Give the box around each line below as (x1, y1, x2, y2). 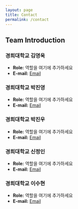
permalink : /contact (5, 17, 49, 22)
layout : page (5, 7, 33, 13)
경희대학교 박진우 (5, 116, 45, 123)
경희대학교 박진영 (5, 84, 45, 91)
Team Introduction (5, 36, 65, 44)
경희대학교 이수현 (5, 179, 45, 187)
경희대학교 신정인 (5, 148, 45, 155)
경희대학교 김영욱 (5, 52, 45, 59)
